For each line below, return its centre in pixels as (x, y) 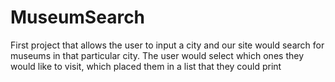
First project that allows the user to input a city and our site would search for (167, 45)
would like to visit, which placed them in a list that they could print (146, 66)
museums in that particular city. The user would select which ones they (157, 55)
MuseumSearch (78, 17)
